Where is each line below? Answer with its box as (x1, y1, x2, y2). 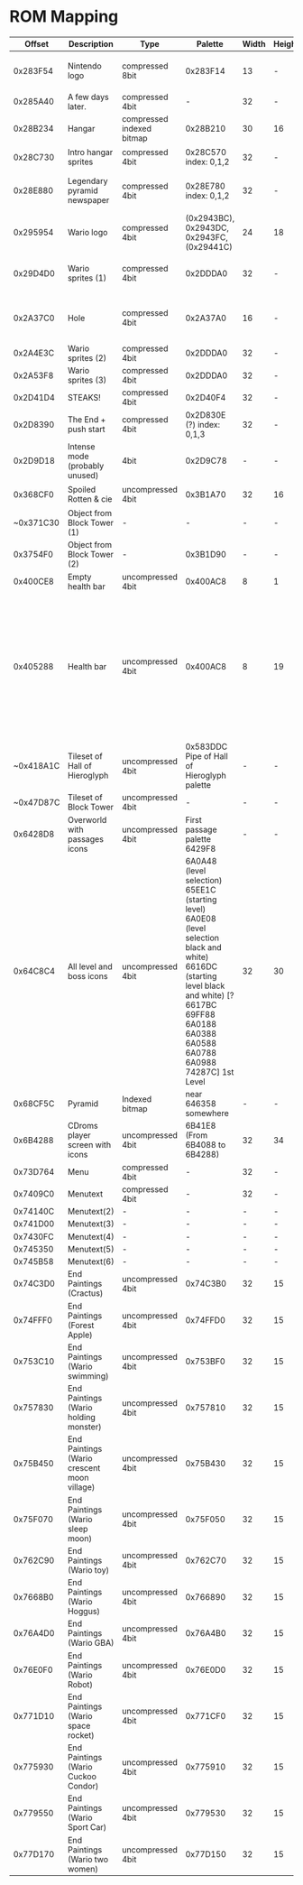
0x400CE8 (13, 576, 54, 587)
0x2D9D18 (13, 456, 56, 467)
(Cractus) (67, 1288, 104, 1298)
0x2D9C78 (185, 456, 227, 467)
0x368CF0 (13, 489, 54, 500)
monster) (67, 1421, 102, 1432)
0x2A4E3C (13, 347, 55, 358)
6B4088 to (185, 1140, 226, 1150)
